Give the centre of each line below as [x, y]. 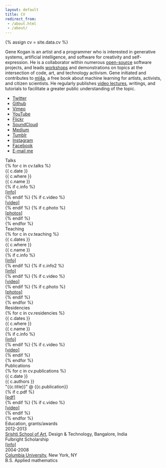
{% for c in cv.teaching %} [32, 234]
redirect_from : [21, 19]
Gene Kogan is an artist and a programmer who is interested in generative [81, 52]
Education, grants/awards [31, 423]
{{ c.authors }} [20, 381]
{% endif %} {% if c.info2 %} [35, 266]
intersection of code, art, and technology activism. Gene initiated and [76, 73]
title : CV [15, 14]
